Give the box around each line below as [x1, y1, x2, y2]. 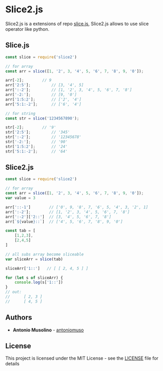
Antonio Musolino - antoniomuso [12, 327, 84, 333]
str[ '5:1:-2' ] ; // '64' [5, 149, 68, 154]
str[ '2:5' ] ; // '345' [5, 130, 70, 135]
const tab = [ [5, 228, 36, 233]
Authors [5, 313, 32, 322]
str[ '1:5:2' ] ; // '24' [5, 144, 68, 149]
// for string [5, 111, 36, 116]
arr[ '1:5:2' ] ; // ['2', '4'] [5, 96, 82, 102]
